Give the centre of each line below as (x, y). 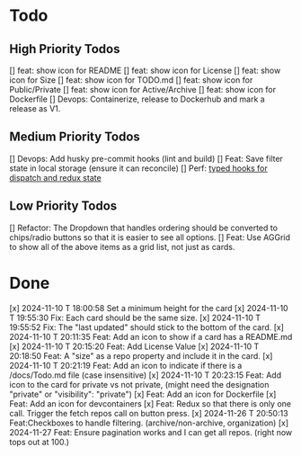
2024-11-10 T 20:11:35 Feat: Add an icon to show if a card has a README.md (151, 336)
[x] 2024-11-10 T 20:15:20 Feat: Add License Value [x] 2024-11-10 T (134, 346)
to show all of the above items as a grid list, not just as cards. (122, 246)
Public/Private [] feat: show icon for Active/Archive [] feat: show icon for (143, 89)
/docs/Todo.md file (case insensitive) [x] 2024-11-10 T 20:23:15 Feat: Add (145, 375)
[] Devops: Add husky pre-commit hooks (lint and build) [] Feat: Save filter (146, 158)
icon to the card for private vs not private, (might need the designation (139, 384)
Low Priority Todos (63, 206)
